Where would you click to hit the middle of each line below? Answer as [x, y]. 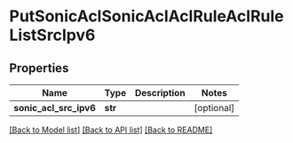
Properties [39, 68]
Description [160, 93]
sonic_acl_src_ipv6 [55, 108]
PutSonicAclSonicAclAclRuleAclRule [146, 16]
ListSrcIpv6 [52, 35]
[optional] [214, 108]
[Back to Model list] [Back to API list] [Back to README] [111, 130]
